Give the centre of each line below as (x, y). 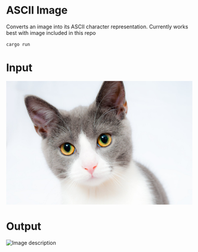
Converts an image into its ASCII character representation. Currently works (97, 27)
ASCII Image (37, 10)
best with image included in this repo (51, 32)
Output (24, 226)
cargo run (18, 44)
